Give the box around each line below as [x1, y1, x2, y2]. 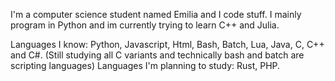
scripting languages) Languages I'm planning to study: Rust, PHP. [10, 60, 281, 71]
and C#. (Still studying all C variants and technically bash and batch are [10, 49, 305, 61]
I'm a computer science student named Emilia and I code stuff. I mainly [10, 9, 302, 20]
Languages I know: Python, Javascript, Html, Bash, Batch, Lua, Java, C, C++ [10, 39, 325, 50]
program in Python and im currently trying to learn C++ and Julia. [10, 19, 280, 31]
